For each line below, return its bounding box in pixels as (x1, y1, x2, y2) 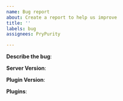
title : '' (6, 20, 31, 26)
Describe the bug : (6, 53, 52, 60)
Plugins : (6, 88, 27, 95)
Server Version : (6, 64, 46, 72)
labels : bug (6, 25, 36, 32)
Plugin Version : (6, 76, 45, 84)
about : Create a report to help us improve (6, 14, 118, 20)
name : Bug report (6, 8, 50, 15)
